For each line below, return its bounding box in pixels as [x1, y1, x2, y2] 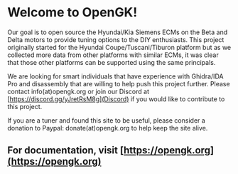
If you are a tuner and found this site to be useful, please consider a [7, 116, 206, 125]
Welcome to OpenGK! [7, 4, 138, 21]
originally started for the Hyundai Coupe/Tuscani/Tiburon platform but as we [7, 43, 232, 51]
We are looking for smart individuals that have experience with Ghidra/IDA [7, 72, 224, 81]
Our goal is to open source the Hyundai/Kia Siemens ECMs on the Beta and [7, 28, 228, 36]
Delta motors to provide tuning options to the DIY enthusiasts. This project [7, 35, 225, 43]
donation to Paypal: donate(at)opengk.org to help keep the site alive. [7, 123, 208, 132]
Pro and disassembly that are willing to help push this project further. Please [7, 79, 230, 88]
